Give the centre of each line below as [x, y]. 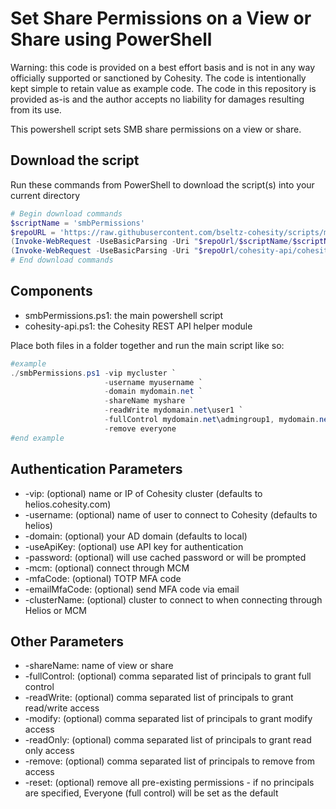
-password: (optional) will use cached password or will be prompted [165, 557]
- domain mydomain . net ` [153, 392]
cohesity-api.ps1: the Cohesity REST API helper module [138, 326]
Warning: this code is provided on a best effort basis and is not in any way [163, 67]
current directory [45, 195]
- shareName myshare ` [149, 401]
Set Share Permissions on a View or [161, 18]
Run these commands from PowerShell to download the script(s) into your [162, 184]
